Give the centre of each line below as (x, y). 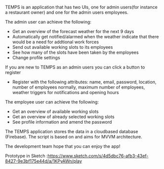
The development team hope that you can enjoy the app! (63, 146)
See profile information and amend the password (62, 122)
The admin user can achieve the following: (48, 22)
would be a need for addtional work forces (56, 42)
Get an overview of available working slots (55, 111)
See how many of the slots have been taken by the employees (76, 52)
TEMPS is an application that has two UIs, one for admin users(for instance (82, 7)
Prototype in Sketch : (26, 156)
